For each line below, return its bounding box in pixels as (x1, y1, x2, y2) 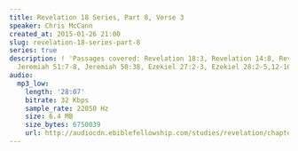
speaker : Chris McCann (9, 21, 93, 30)
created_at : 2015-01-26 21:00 (9, 29, 122, 38)
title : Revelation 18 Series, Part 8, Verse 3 (9, 12, 184, 22)
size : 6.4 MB (25, 112, 74, 121)
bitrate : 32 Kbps (25, 95, 90, 105)
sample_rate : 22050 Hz (25, 104, 109, 113)
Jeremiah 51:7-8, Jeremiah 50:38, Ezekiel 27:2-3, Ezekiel (17, 63, 240, 72)
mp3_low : (17, 79, 50, 88)
